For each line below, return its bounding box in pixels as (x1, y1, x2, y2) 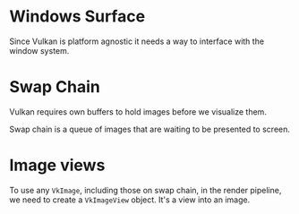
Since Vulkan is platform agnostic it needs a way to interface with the (9, 36, 265, 47)
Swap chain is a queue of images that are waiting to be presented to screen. (9, 124, 291, 134)
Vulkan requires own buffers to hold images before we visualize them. (9, 106, 267, 117)
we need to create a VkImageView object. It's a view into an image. (9, 194, 251, 205)
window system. (9, 45, 70, 56)
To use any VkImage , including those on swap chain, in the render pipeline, (9, 184, 282, 195)
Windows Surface (9, 6, 146, 27)
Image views (9, 155, 106, 175)
